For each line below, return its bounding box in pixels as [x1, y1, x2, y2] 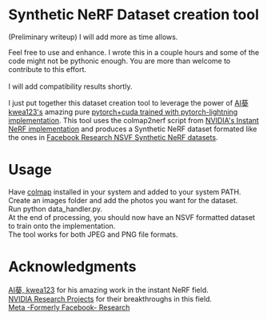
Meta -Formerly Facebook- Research [8, 302, 130, 312]
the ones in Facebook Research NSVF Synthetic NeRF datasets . [8, 132, 218, 142]
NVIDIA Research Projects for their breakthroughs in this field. [8, 294, 213, 303]
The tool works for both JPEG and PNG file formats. [8, 230, 178, 239]
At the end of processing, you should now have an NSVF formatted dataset [8, 212, 256, 222]
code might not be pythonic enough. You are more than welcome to [8, 56, 231, 66]
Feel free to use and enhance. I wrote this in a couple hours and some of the [8, 47, 260, 57]
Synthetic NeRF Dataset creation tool [8, 6, 260, 24]
